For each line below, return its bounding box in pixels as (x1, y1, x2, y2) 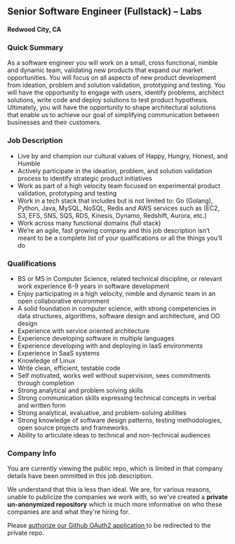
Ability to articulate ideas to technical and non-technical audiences (17, 430, 211, 439)
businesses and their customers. (7, 118, 102, 127)
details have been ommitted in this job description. (7, 472, 153, 480)
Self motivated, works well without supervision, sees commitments (17, 371, 210, 379)
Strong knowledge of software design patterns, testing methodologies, (17, 416, 222, 424)
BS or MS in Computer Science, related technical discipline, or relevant (17, 274, 222, 283)
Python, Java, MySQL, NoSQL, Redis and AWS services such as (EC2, (17, 203, 220, 212)
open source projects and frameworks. (17, 423, 130, 432)
